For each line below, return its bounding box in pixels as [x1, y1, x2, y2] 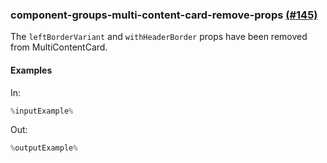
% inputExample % [10, 106, 74, 116]
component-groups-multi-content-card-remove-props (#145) [10, 8, 318, 22]
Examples [10, 64, 53, 76]
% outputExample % [10, 143, 78, 153]
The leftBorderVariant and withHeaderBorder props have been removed [10, 31, 308, 43]
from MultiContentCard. [10, 41, 108, 53]
